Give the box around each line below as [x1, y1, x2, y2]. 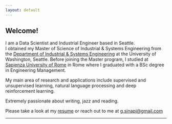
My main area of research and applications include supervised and [5, 77, 146, 84]
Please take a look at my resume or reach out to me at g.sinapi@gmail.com [5, 108, 163, 114]
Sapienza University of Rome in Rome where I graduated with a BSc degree [5, 62, 165, 68]
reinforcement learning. [5, 88, 55, 94]
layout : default [5, 7, 40, 13]
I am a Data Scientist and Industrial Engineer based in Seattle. [5, 40, 135, 46]
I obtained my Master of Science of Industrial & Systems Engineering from [5, 46, 161, 52]
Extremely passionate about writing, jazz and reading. [5, 98, 119, 104]
